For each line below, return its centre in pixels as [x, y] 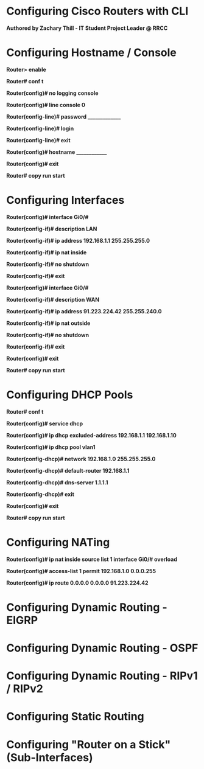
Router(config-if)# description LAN [52, 229]
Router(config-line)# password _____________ [64, 116]
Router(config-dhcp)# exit [40, 494]
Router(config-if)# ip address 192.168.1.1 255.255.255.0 [78, 240]
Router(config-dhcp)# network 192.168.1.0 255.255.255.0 [81, 459]
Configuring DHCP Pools [70, 395]
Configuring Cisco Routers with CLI [97, 11]
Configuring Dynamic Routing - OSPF [102, 648]
